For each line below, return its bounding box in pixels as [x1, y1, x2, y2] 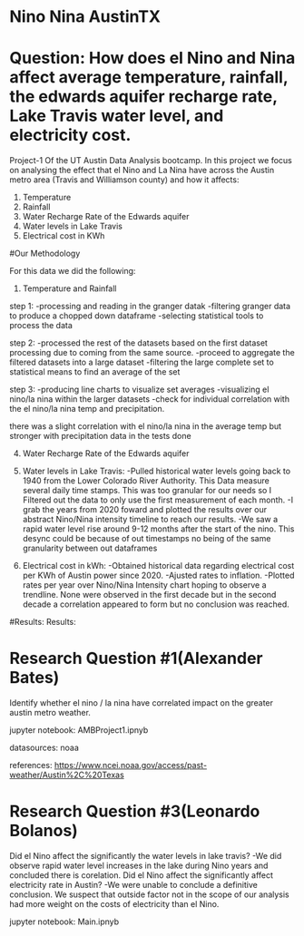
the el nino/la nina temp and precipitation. [9, 404, 165, 414]
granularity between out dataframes [22, 542, 158, 554]
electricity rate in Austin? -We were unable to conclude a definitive [9, 880, 259, 890]
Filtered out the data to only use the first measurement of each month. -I [22, 494, 293, 505]
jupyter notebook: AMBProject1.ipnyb [9, 725, 149, 736]
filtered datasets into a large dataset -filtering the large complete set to [9, 356, 274, 368]
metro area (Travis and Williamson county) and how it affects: [9, 174, 240, 185]
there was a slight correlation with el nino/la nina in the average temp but [9, 421, 282, 432]
